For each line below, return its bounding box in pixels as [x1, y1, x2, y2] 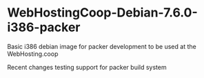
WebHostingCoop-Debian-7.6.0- [7, 5, 198, 21]
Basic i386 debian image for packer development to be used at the [7, 42, 196, 50]
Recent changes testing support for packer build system [7, 63, 167, 71]
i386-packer [7, 19, 81, 35]
